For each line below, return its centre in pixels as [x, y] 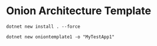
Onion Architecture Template [79, 11]
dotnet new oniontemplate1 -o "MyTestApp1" [60, 37]
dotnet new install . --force [43, 27]
